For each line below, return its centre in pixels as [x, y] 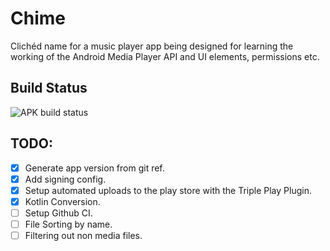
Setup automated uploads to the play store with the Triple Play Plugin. [168, 190]
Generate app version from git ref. [94, 168]
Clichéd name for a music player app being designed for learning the [152, 46]
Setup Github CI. [58, 213]
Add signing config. [65, 179]
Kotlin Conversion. [62, 201]
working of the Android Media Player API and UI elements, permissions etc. [165, 56]
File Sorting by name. [68, 224]
